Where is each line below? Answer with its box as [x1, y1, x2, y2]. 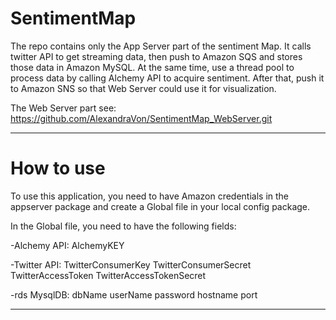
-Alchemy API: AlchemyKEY [10, 239, 125, 251]
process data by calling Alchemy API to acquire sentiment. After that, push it [10, 72, 325, 84]
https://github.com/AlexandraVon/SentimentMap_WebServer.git [10, 112, 273, 124]
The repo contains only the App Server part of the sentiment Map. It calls [10, 40, 312, 52]
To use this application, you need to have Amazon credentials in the [10, 190, 290, 202]
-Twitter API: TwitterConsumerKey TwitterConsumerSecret [10, 258, 252, 271]
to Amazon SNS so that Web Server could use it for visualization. [10, 82, 277, 94]
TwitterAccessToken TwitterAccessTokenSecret [10, 269, 207, 281]
